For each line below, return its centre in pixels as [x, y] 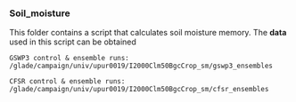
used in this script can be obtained [73, 42]
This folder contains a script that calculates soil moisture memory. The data [148, 33]
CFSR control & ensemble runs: [67, 82]
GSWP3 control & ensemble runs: [69, 59]
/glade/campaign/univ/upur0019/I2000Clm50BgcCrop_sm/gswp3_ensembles [141, 66]
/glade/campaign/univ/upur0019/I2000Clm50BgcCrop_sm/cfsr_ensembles [139, 90]
